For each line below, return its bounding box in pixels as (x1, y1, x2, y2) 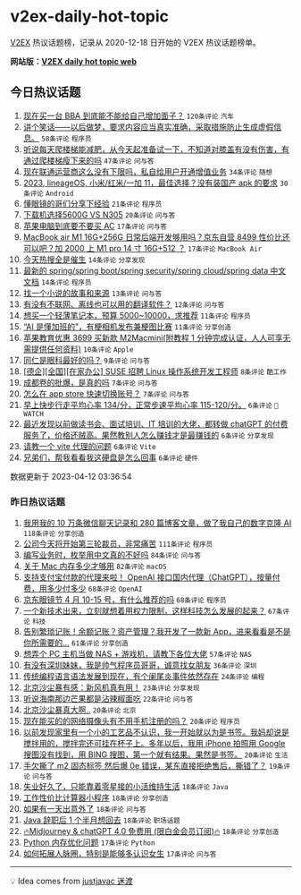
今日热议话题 (10, 85, 81, 100)
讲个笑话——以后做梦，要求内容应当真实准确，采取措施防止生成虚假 (22, 121, 274, 132)
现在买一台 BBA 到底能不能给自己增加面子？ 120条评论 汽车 (22, 110, 235, 121)
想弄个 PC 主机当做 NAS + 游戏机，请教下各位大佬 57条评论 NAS (22, 649, 253, 660)
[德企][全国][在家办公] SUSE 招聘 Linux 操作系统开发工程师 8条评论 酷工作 (22, 365, 287, 377)
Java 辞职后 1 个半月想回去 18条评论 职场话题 (22, 814, 181, 825)
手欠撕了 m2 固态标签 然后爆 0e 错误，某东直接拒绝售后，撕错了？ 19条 (22, 761, 284, 771)
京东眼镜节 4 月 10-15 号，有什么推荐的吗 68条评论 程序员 (22, 594, 227, 605)
